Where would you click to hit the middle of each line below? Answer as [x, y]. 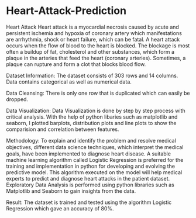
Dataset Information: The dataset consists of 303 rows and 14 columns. [92, 75]
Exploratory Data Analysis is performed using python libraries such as [90, 185]
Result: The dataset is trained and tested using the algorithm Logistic [89, 202]
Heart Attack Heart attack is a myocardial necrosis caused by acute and [93, 27]
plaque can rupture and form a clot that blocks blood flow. [76, 64]
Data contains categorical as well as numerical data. [69, 82]
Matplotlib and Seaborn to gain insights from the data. [71, 191]
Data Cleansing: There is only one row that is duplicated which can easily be [98, 93]
